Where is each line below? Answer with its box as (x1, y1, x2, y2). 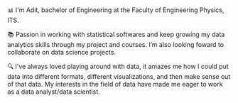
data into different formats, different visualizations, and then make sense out (7, 72, 231, 80)
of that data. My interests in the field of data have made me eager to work (7, 80, 223, 88)
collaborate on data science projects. (7, 48, 116, 56)
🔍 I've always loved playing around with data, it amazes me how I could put (7, 63, 229, 70)
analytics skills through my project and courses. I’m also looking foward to (7, 40, 225, 48)
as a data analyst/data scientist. (7, 87, 101, 96)
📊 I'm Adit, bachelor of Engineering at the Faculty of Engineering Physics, (7, 6, 225, 14)
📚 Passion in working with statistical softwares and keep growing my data (7, 31, 225, 38)
